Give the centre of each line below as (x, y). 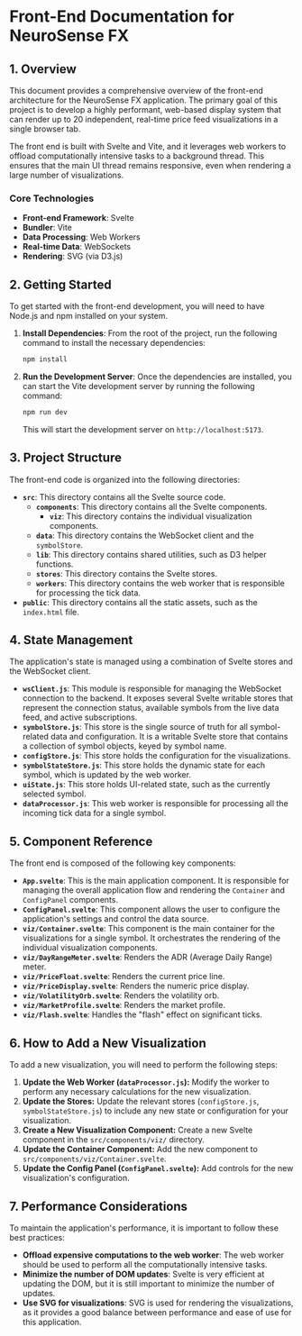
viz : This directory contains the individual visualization (151, 516)
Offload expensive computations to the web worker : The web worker (153, 1255)
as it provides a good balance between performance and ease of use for (157, 1312)
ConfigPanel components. (70, 900)
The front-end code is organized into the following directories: (125, 479)
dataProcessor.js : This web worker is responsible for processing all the (155, 804)
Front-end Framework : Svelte (78, 218)
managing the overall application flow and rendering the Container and (154, 890)
